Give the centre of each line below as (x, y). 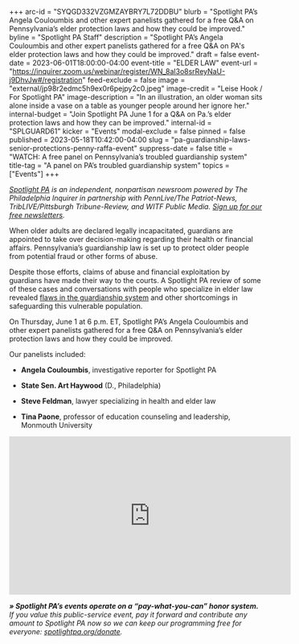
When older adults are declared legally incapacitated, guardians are (121, 231)
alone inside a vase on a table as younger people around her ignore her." (129, 105)
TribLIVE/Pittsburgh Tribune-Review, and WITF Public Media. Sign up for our (136, 207)
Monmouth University (57, 425)
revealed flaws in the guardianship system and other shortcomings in (123, 297)
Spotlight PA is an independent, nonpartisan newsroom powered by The (129, 189)
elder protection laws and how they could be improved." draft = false (123, 54)
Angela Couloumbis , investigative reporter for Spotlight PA (119, 370)
